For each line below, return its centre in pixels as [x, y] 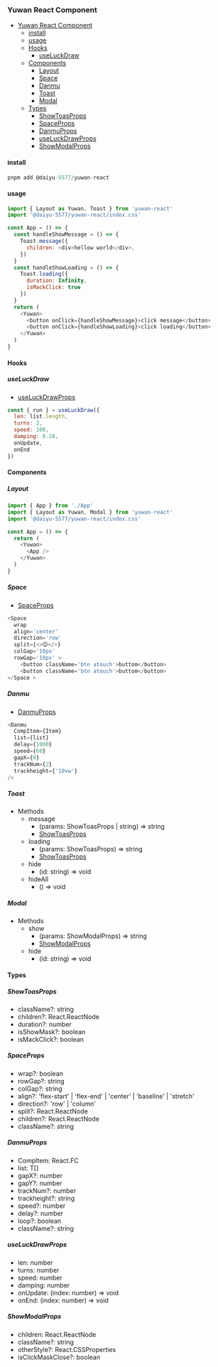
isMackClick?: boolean [50, 1039]
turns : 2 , [28, 423]
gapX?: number [40, 1175]
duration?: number [45, 1024]
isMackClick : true [53, 288]
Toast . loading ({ [44, 274]
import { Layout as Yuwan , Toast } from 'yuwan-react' [90, 208]
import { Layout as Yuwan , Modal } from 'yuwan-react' [90, 512]
